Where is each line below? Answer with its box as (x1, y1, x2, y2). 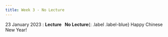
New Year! (5, 26, 27, 33)
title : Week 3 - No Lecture (5, 7, 65, 13)
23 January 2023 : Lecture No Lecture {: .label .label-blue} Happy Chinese (5, 21, 163, 27)
